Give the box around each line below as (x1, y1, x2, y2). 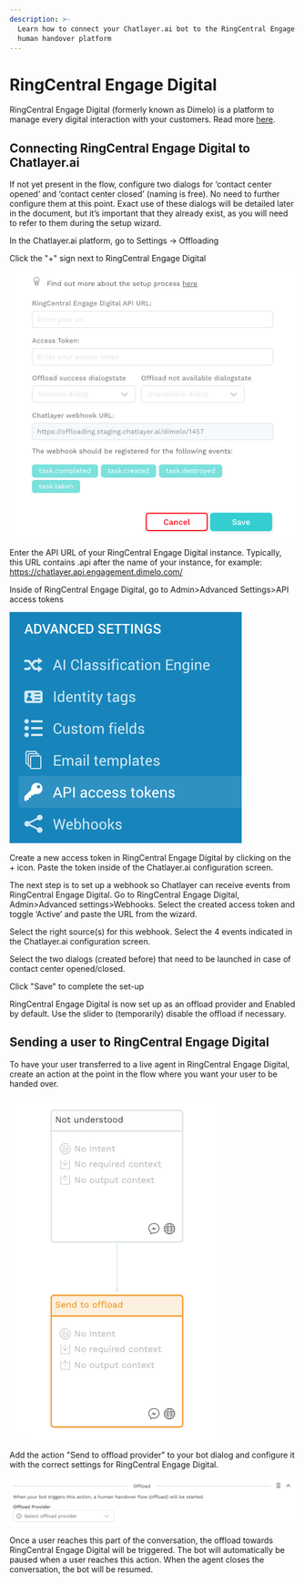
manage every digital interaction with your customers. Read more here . (9, 114, 276, 125)
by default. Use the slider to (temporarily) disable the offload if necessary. (9, 1007, 287, 1019)
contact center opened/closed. (9, 963, 126, 974)
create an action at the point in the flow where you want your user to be (9, 1068, 278, 1079)
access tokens (9, 593, 64, 605)
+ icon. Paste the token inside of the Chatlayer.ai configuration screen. (9, 862, 274, 873)
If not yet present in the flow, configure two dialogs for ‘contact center (9, 179, 272, 190)
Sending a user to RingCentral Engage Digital (9, 1035, 270, 1050)
